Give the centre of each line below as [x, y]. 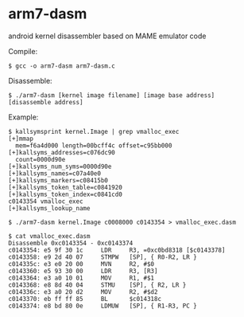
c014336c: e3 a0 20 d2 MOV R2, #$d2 [83, 292]
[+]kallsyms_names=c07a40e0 [55, 173]
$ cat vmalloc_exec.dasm [49, 236]
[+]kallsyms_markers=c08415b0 [58, 180]
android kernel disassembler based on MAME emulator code [107, 36]
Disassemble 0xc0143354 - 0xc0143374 [71, 243]
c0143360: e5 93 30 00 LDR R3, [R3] [83, 271]
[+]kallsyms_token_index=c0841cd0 [66, 194]
